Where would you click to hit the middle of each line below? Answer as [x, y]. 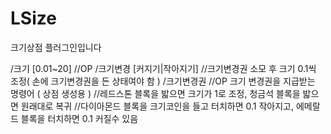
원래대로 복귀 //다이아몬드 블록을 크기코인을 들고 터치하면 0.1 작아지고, [157, 106]
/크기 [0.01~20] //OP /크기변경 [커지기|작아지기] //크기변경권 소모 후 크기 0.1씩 [163, 68]
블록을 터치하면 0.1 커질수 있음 [79, 118]
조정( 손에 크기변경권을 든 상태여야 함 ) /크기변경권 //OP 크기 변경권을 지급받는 [163, 81]
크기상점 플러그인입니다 [56, 47]
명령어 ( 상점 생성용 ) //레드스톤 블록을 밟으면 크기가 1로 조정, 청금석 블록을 [155, 93]
